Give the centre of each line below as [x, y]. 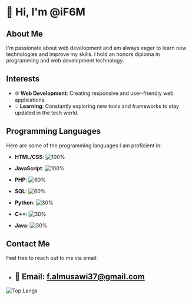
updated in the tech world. [47, 113]
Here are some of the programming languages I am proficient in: [84, 145]
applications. [30, 100]
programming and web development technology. [65, 60]
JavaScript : [29, 168]
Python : [24, 202]
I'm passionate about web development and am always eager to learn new [96, 48]
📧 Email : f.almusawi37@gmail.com [80, 276]
